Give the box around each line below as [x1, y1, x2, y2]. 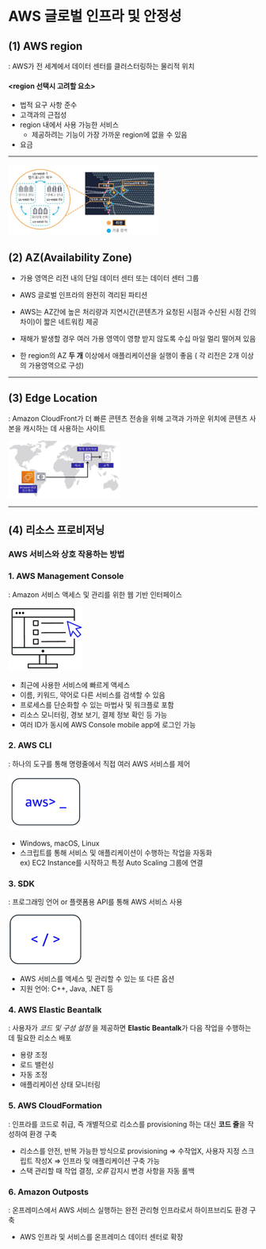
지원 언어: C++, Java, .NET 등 [19, 984, 114, 993]
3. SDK [8, 878, 36, 889]
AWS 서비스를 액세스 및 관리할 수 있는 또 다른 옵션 [19, 974, 175, 984]
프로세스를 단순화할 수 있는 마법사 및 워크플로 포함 [19, 700, 174, 709]
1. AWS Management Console [8, 571, 124, 582]
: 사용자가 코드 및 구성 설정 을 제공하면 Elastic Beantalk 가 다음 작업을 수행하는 [8, 1023, 252, 1033]
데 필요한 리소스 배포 [8, 1033, 72, 1043]
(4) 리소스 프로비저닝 [8, 523, 105, 537]
